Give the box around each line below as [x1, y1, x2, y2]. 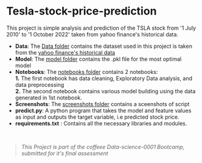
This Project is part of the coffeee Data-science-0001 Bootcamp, [21, 143, 185, 150]
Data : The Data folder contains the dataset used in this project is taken [15, 42, 193, 50]
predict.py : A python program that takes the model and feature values [15, 107, 192, 114]
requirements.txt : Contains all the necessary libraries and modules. [15, 119, 187, 127]
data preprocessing [15, 81, 64, 88]
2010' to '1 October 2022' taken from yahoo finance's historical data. [6, 30, 178, 38]
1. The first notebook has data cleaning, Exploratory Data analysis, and [15, 75, 193, 82]
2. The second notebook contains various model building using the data [15, 87, 196, 95]
